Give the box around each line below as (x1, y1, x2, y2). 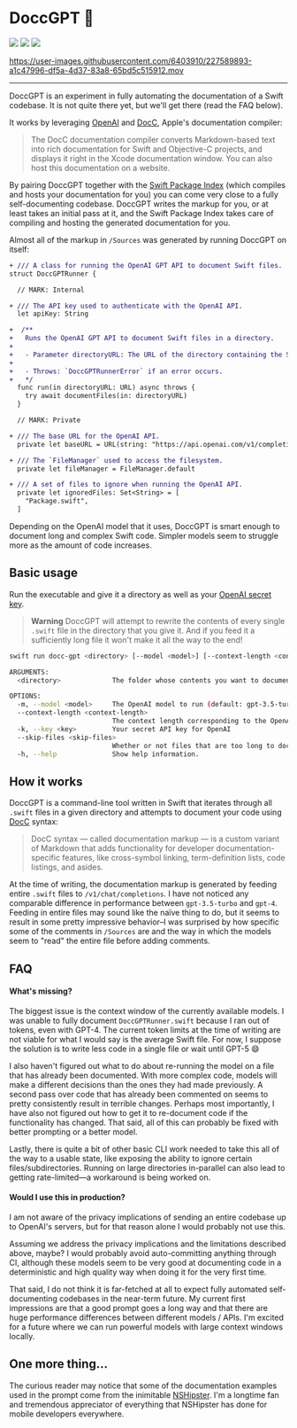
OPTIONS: (9, 691, 42, 701)
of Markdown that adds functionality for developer (30, 843, 215, 854)
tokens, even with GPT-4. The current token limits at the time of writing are (9, 1024, 281, 1035)
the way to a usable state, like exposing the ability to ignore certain (9, 1152, 253, 1164)
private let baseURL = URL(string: (17, 440, 148, 449)
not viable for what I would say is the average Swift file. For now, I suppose (9, 1034, 281, 1044)
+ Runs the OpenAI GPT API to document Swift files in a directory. (9, 334, 275, 343)
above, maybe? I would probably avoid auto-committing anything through (9, 1247, 277, 1258)
